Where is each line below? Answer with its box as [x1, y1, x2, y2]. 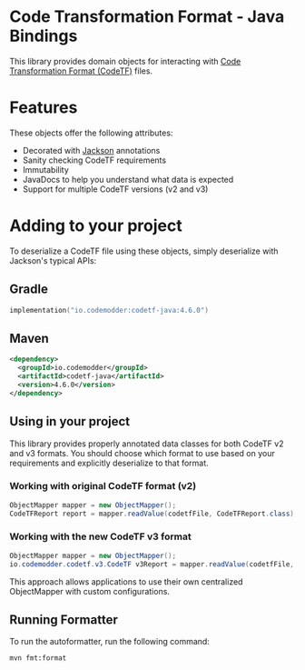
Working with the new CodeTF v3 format [9, 530, 192, 543]
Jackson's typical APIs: [9, 255, 97, 265]
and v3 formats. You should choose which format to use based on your [9, 447, 275, 458]
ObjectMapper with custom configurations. [9, 585, 171, 596]
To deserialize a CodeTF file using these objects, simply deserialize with [9, 245, 279, 256]
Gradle [9, 282, 48, 297]
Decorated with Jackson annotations [22, 145, 161, 155]
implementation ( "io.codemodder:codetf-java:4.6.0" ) [9, 305, 209, 315]
